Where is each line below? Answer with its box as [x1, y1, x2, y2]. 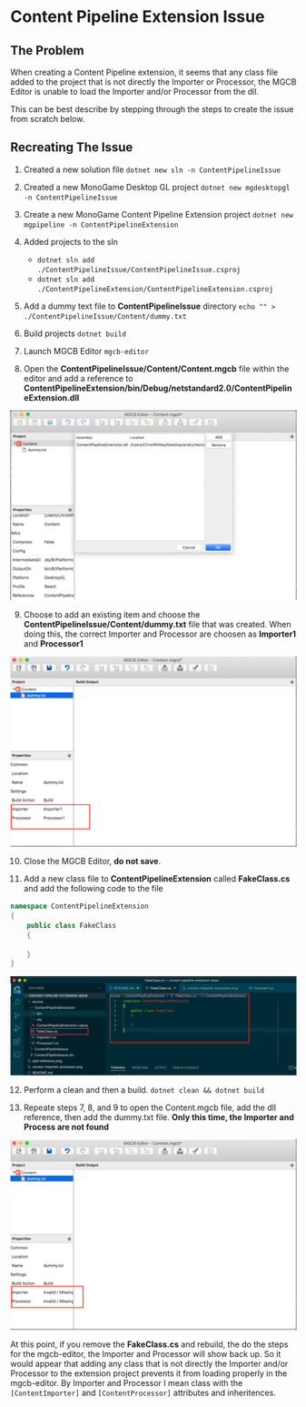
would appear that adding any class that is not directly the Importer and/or [10, 1359, 289, 1370]
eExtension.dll [23, 392, 80, 403]
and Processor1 [23, 637, 84, 648]
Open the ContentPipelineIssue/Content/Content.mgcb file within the [23, 362, 290, 374]
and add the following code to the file [23, 883, 163, 894]
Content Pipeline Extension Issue [10, 6, 265, 27]
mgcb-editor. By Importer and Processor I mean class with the [10, 1378, 243, 1389]
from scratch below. [10, 114, 85, 124]
